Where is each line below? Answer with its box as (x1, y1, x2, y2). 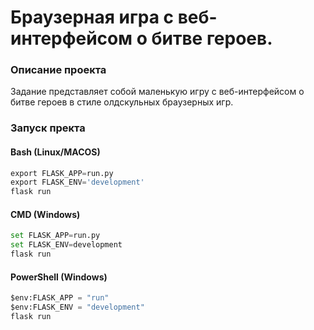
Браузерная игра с (10, 6, 175, 29)
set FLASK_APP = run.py (10, 231, 101, 241)
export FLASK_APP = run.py (10, 168, 114, 178)
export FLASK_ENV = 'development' (10, 177, 145, 188)
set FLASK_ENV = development (10, 240, 123, 250)
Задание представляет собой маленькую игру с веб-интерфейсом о (10, 86, 305, 98)
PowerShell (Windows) (10, 271, 108, 283)
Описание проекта (10, 63, 107, 77)
